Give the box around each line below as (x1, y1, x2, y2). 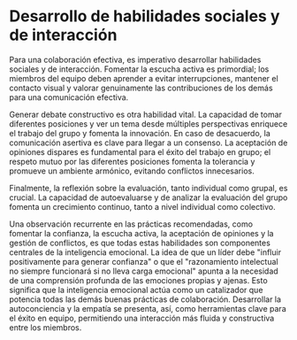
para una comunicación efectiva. (9, 91, 129, 103)
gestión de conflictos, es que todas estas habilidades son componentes (9, 237, 271, 248)
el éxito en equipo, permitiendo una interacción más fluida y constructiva (9, 313, 275, 323)
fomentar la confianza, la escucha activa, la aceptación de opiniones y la (9, 228, 274, 238)
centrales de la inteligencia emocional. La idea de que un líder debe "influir (9, 246, 281, 258)
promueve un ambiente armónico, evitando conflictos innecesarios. (9, 166, 255, 176)
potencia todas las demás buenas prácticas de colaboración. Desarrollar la (9, 294, 281, 305)
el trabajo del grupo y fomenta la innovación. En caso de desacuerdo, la (9, 127, 271, 138)
